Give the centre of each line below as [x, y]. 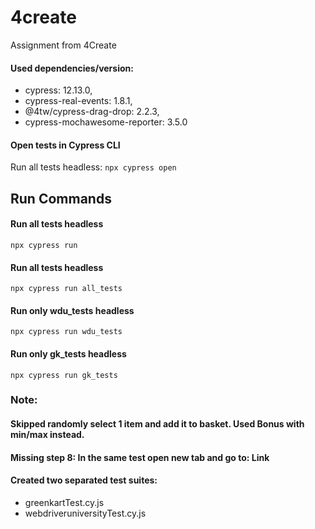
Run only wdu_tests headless [72, 310]
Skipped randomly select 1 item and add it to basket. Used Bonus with [157, 424]
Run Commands [61, 198]
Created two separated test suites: [84, 480]
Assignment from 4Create [63, 45]
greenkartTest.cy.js [64, 502]
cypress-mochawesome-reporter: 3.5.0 [106, 122]
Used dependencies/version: [72, 68]
